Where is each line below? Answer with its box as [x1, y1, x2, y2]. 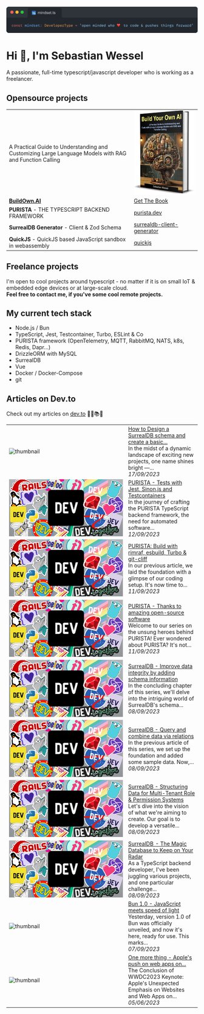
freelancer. [6, 75, 33, 83]
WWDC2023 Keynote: [128, 973, 184, 981]
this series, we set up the [128, 746, 191, 753]
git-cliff [128, 555, 148, 563]
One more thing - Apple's [128, 954, 192, 961]
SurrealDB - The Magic [128, 840, 187, 847]
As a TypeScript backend [128, 859, 191, 867]
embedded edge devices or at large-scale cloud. [6, 284, 129, 291]
